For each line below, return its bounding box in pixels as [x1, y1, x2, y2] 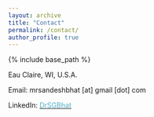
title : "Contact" [8, 19, 65, 27]
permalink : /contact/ [8, 26, 79, 34]
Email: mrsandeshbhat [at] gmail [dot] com [8, 86, 147, 95]
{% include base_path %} [8, 55, 91, 64]
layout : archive [8, 11, 61, 20]
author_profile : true [8, 33, 79, 42]
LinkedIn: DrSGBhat [8, 101, 72, 110]
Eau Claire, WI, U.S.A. [8, 70, 78, 79]
